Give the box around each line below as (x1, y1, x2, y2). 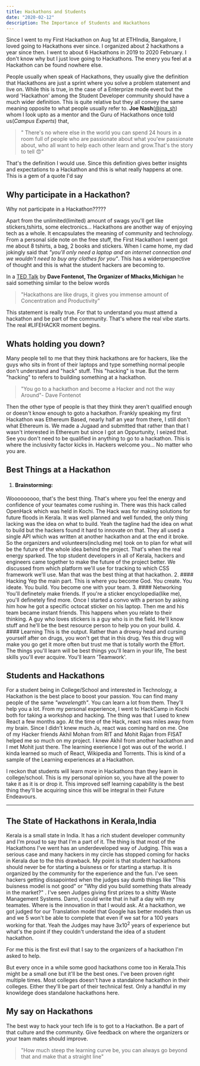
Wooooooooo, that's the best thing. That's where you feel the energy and (6, 495, 186, 502)
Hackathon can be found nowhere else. (6, 61, 103, 69)
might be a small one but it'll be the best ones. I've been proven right (6, 970, 174, 977)
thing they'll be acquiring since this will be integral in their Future (6, 787, 165, 794)
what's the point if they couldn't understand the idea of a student (6, 928, 165, 935)
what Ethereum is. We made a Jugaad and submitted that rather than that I (6, 422, 189, 429)
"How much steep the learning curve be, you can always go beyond (20, 1046, 187, 1053)
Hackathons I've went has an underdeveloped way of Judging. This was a (6, 845, 187, 852)
